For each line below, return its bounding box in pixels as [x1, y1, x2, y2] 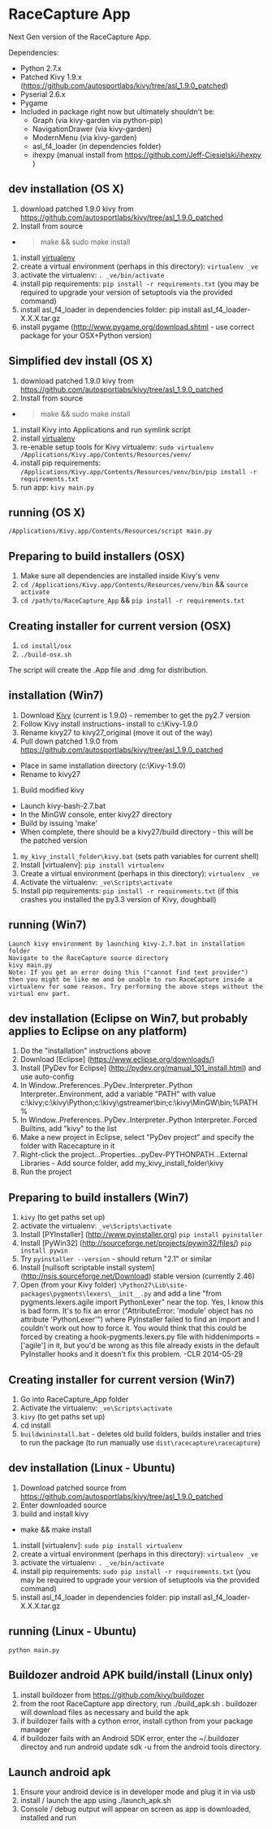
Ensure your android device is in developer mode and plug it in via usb [19, 1787, 256, 1796]
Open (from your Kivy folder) [19, 1280, 118, 1290]
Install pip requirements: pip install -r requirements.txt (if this [19, 885, 240, 896]
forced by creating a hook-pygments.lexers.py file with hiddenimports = [19, 1332, 261, 1342]
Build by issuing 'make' [19, 818, 98, 827]
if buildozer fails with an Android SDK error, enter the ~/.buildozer [19, 1733, 240, 1743]
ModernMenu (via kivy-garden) [32, 132, 137, 143]
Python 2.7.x [19, 63, 63, 73]
